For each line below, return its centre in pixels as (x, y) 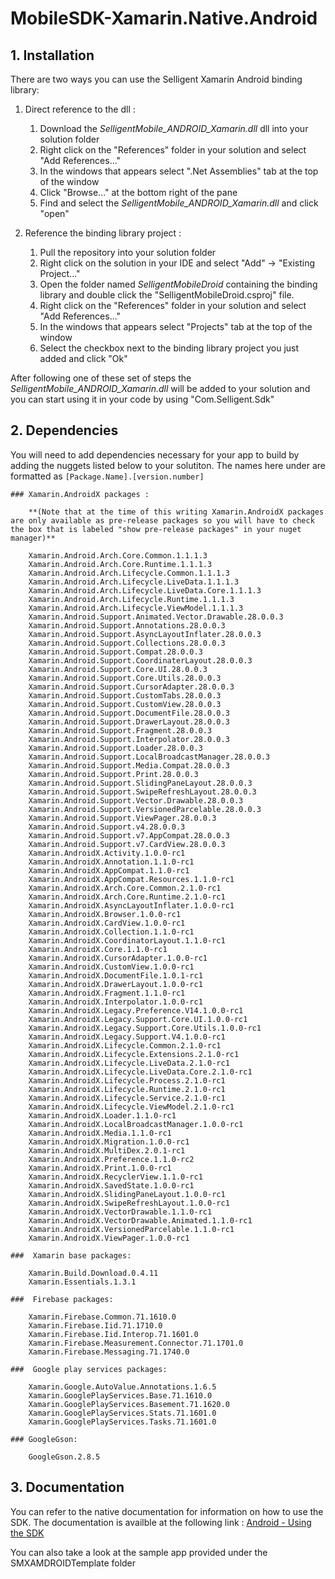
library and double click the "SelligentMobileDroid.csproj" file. (167, 295)
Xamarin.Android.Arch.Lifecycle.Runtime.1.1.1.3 (131, 599)
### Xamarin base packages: (71, 1255)
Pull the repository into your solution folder (128, 252)
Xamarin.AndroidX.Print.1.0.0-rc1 (100, 1168)
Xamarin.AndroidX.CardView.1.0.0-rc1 (107, 923)
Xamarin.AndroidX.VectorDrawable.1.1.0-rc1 (120, 1212)
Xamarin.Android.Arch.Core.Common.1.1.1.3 (118, 555)
